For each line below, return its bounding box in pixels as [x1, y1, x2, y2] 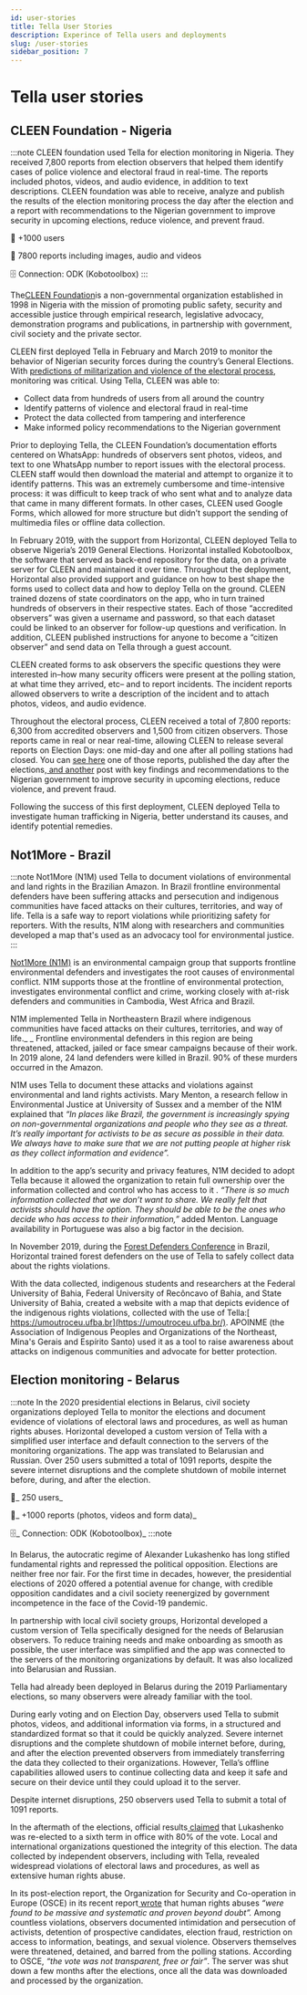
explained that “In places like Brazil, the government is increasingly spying [10, 1108, 290, 1119]
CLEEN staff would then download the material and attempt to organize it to [10, 469, 294, 480]
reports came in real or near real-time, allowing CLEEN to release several [10, 736, 284, 747]
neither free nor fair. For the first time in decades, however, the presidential [10, 1568, 292, 1579]
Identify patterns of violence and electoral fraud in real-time [23, 402, 249, 413]
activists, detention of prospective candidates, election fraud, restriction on [10, 1927, 293, 1938]
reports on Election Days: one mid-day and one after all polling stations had [10, 745, 293, 756]
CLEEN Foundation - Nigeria [10, 122, 172, 138]
